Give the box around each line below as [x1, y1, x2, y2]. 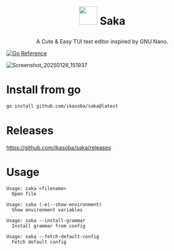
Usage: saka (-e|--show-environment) [6, 202, 102, 208]
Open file [12, 191, 37, 197]
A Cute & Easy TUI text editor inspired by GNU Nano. [36, 38, 169, 45]
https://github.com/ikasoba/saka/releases [6, 144, 111, 151]
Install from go [6, 83, 81, 97]
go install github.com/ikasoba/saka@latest [6, 103, 119, 109]
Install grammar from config [12, 223, 86, 229]
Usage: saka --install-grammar [6, 217, 86, 224]
